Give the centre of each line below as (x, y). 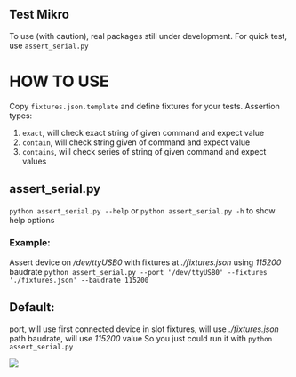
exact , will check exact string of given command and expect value (143, 132)
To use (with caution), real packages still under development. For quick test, (148, 36)
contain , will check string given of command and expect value (136, 142)
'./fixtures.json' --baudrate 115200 (79, 280)
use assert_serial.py (49, 45)
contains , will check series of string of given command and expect (144, 151)
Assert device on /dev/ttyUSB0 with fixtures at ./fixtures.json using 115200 (145, 262)
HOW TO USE (59, 81)
